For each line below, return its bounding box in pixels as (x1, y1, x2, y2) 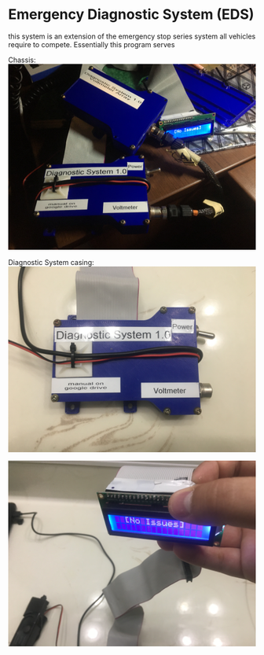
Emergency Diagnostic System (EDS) (8, 6, 255, 24)
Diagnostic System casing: (8, 257, 94, 267)
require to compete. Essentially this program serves (8, 39, 175, 49)
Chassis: (8, 55, 36, 64)
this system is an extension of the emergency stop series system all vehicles (8, 31, 256, 41)
